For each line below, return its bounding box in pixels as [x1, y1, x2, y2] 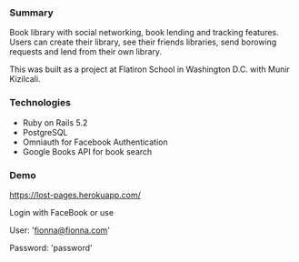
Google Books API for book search [22, 146, 153, 156]
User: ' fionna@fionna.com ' [9, 225, 111, 236]
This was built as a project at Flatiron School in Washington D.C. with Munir [9, 64, 291, 75]
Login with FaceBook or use [9, 207, 115, 217]
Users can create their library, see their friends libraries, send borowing [9, 36, 277, 47]
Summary [9, 6, 55, 19]
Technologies [9, 96, 71, 109]
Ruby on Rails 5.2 [22, 116, 88, 128]
